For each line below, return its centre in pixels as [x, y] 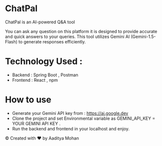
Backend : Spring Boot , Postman [45, 75]
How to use [28, 100]
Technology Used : [44, 62]
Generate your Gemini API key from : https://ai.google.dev [70, 113]
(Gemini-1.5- [143, 36]
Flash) [11, 41]
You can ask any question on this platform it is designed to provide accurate [81, 31]
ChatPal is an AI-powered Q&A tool [40, 22]
